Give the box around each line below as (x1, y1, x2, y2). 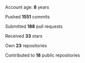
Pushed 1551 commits (5, 14, 50, 19)
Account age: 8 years (5, 4, 50, 10)
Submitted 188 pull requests (5, 23, 63, 29)
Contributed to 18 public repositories (5, 52, 81, 58)
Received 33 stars (5, 33, 43, 39)
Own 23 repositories (5, 43, 47, 49)
